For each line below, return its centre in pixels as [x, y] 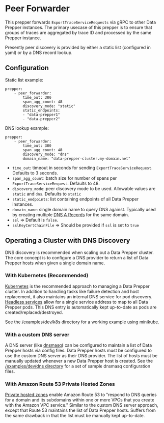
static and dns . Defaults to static [47, 194]
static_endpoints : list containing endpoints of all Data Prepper [75, 199]
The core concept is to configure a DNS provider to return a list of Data [77, 257]
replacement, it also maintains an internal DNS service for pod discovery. [79, 296]
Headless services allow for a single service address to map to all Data [77, 302]
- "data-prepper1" [41, 114]
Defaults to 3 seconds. [35, 173]
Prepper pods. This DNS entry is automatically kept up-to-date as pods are [81, 307]
